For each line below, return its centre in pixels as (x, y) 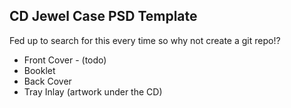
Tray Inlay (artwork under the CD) (93, 91)
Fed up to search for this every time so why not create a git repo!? (145, 40)
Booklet (39, 70)
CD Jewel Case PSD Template (103, 16)
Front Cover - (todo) (65, 60)
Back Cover (47, 81)
